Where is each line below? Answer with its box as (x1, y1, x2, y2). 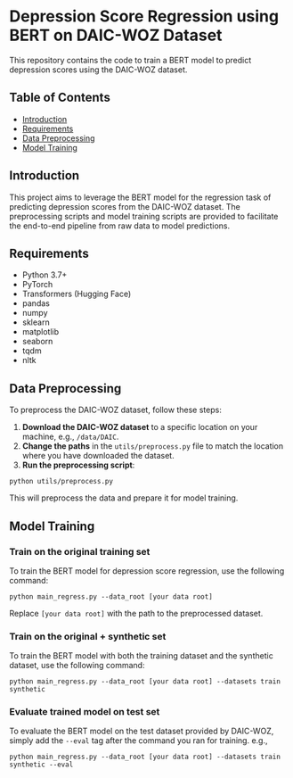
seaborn (21, 336, 53, 347)
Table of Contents (9, 90, 111, 105)
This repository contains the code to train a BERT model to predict (9, 54, 252, 65)
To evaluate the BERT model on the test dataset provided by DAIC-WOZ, (9, 725, 274, 737)
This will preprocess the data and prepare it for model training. (9, 492, 239, 503)
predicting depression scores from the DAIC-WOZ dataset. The (9, 201, 240, 211)
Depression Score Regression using (9, 6, 279, 27)
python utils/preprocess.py (9, 477, 114, 486)
